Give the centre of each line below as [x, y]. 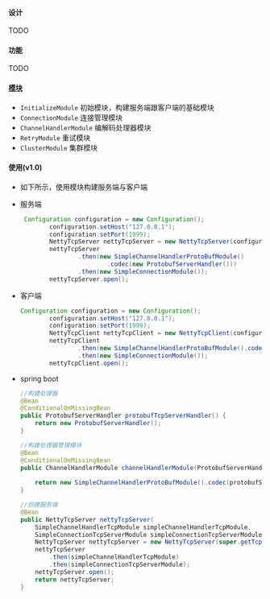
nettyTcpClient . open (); [89, 363]
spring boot [39, 378]
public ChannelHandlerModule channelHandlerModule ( [108, 468]
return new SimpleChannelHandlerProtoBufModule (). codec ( [133, 483]
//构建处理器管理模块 [51, 445]
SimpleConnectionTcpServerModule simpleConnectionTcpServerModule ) [150, 535]
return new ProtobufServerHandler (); [98, 423]
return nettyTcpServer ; [75, 580]
